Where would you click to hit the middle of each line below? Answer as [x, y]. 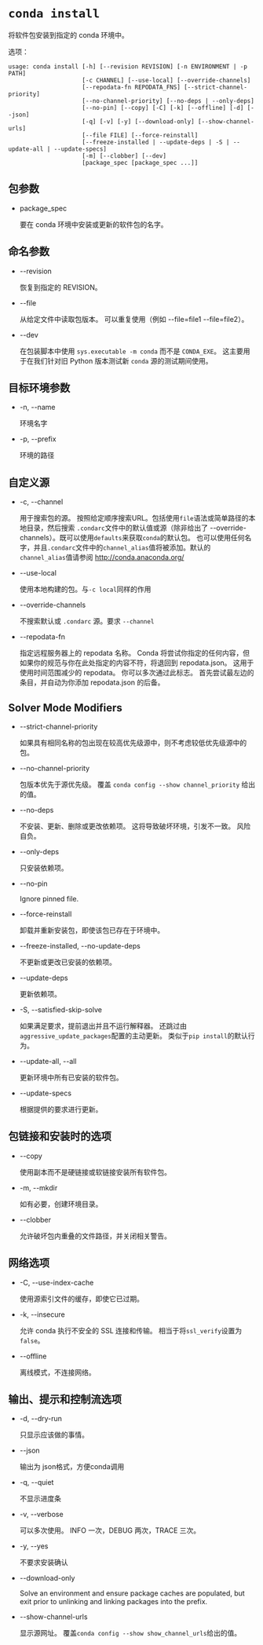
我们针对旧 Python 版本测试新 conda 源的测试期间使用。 [123, 360]
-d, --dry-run [41, 1419]
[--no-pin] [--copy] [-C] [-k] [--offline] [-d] [163, 108]
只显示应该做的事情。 [54, 1435]
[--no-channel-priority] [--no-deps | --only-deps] [168, 101]
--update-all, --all [48, 1061]
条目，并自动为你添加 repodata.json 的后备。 [92, 682]
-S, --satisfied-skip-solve [60, 1010]
